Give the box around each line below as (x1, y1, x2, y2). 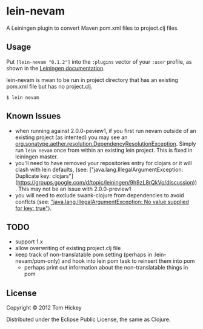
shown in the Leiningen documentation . (6, 64, 105, 72)
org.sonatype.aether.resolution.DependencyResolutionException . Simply (15, 140, 196, 147)
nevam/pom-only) (15, 257, 61, 265)
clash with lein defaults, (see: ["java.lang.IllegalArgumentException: (15, 166, 184, 173)
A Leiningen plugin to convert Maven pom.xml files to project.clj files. (6, 24, 179, 32)
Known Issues (6, 111, 61, 121)
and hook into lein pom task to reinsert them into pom (61, 257, 195, 265)
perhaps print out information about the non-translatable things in (24, 264, 188, 271)
